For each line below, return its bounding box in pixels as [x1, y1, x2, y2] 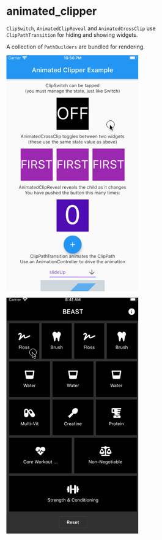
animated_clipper [6, 4, 97, 18]
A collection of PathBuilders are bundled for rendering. [6, 43, 145, 50]
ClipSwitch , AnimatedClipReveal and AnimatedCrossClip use [6, 25, 156, 32]
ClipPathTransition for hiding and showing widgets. [6, 31, 138, 38]
